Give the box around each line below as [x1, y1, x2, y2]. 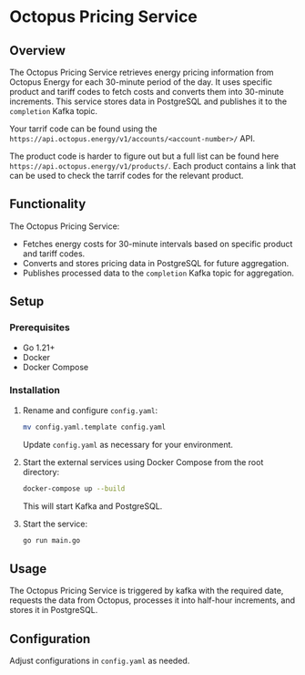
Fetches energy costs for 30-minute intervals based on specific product [22, 238, 293, 249]
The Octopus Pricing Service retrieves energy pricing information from [9, 67, 275, 78]
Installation [9, 384, 61, 397]
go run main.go [22, 535, 81, 545]
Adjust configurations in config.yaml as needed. [9, 655, 190, 667]
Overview [9, 43, 66, 58]
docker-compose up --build [22, 483, 126, 493]
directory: [22, 466, 60, 477]
